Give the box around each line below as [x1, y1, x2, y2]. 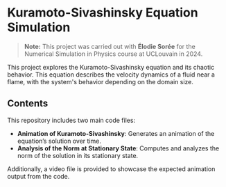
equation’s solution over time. [17, 137, 102, 145]
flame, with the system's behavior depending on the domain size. [7, 77, 194, 86]
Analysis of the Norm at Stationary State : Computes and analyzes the [17, 144, 220, 152]
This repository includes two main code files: [7, 116, 136, 124]
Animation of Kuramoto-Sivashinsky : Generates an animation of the [17, 129, 215, 137]
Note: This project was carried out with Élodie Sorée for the [24, 42, 195, 50]
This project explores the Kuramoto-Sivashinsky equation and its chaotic [7, 63, 215, 71]
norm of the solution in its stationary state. [17, 151, 139, 159]
